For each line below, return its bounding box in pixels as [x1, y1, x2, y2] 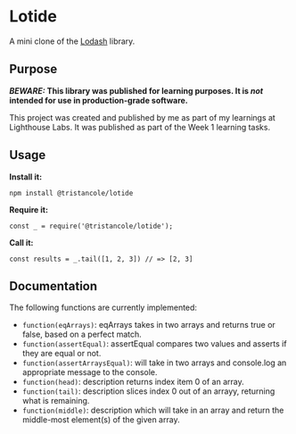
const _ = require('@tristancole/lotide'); [9, 221, 174, 230]
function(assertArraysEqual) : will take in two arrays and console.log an [21, 357, 287, 368]
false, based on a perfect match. [21, 329, 143, 340]
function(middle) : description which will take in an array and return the [21, 405, 284, 416]
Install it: [9, 171, 43, 182]
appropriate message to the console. [21, 367, 158, 378]
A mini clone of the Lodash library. [9, 36, 136, 46]
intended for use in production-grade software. [9, 95, 189, 105]
